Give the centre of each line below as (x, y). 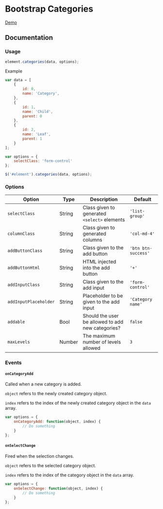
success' (140, 253)
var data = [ (18, 80)
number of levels (102, 342)
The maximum (99, 336)
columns (93, 240)
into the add (96, 268)
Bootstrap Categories (49, 9)
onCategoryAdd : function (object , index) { (57, 422)
